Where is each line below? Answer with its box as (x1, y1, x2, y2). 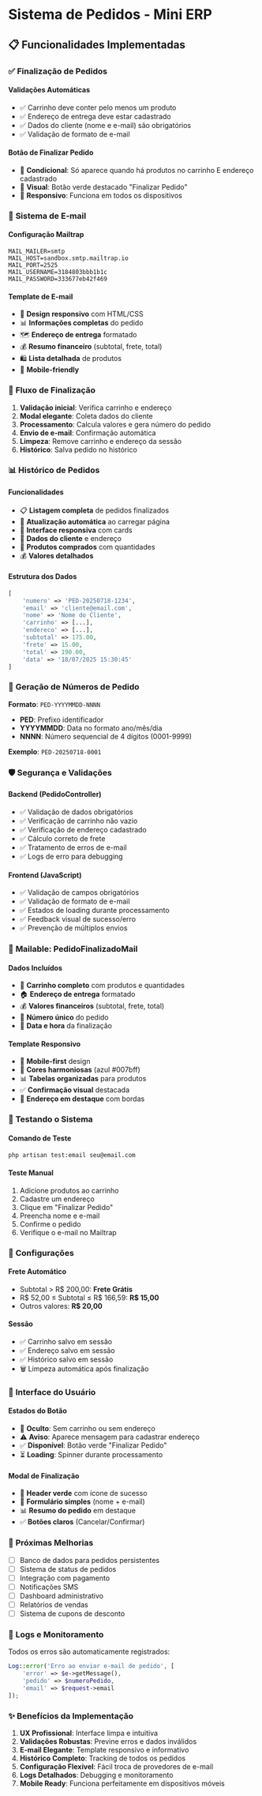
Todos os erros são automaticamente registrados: (8, 1647, 170, 1656)
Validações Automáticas (8, 85, 91, 95)
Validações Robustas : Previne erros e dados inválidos (19, 1737, 197, 1746)
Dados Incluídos (8, 963, 63, 972)
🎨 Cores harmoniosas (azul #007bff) (19, 1065, 140, 1075)
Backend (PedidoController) (8, 790, 102, 799)
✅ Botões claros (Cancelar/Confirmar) (19, 1517, 145, 1527)
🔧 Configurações (8, 1247, 75, 1258)
